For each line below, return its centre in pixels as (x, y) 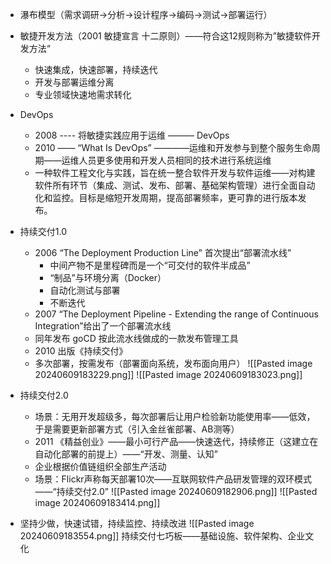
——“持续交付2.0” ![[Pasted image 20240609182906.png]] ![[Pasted (176, 491)
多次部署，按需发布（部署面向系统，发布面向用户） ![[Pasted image (173, 363)
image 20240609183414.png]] (97, 502)
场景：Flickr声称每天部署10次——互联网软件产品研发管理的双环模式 (173, 479)
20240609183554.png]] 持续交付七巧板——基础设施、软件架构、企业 (162, 536)
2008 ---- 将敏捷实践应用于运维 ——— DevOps (132, 135)
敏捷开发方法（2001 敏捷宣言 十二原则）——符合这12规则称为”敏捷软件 (165, 36)
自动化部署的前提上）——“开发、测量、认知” (126, 454)
